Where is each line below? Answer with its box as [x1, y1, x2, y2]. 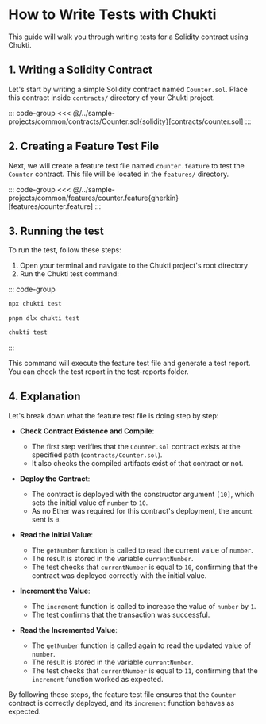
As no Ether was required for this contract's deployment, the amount [31, 506, 253, 515]
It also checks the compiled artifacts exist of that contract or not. [31, 458, 244, 468]
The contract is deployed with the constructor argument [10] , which [31, 489, 255, 499]
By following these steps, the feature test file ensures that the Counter [8, 689, 237, 699]
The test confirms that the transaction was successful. [31, 610, 210, 619]
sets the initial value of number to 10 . [31, 498, 148, 507]
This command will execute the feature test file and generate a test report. [8, 359, 251, 368]
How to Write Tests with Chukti [8, 6, 217, 24]
